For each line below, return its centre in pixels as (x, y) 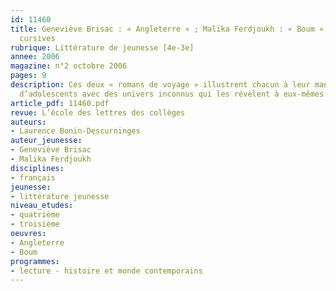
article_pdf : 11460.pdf (60, 103)
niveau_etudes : (42, 206)
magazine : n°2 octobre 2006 (69, 66)
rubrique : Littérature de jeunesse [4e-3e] (102, 47)
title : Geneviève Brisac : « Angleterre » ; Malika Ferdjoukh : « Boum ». (169, 29)
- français (33, 177)
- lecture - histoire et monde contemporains (106, 271)
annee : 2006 (35, 57)
